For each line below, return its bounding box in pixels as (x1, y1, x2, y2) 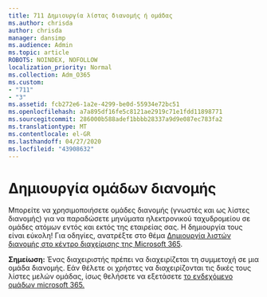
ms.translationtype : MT (8, 123, 88, 131)
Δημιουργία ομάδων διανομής (8, 179, 217, 197)
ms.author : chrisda (8, 19, 73, 27)
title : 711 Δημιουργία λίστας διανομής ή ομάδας (8, 11, 173, 20)
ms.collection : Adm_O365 (8, 71, 91, 79)
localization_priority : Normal (8, 64, 112, 72)
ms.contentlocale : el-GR (8, 130, 91, 138)
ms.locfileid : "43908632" (8, 145, 94, 153)
